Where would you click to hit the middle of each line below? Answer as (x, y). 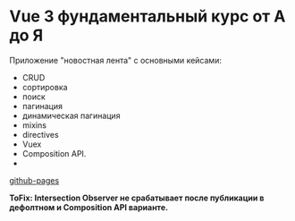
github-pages (34, 180)
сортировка (45, 87)
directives (41, 134)
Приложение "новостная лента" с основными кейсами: (115, 60)
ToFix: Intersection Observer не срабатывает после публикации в (137, 198)
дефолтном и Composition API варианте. (88, 207)
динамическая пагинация (71, 115)
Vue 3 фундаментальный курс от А (147, 17)
